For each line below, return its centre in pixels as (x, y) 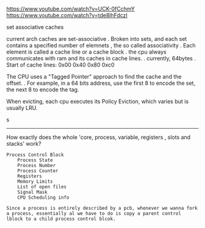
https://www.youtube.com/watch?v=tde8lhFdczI (67, 15)
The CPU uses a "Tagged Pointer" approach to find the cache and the (94, 77)
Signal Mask (32, 192)
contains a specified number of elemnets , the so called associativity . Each (101, 45)
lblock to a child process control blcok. (61, 219)
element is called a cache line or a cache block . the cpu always (86, 52)
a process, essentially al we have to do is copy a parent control (94, 213)
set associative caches (35, 27)
